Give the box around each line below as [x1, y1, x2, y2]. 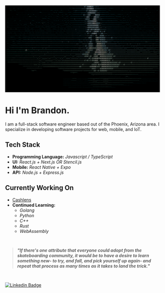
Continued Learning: [12, 202, 55, 208]
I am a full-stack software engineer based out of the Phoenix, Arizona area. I [5, 121, 160, 127]
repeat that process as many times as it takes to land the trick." [17, 263, 150, 269]
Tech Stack [5, 141, 40, 149]
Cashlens [12, 196, 31, 202]
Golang [19, 207, 35, 213]
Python [19, 212, 34, 218]
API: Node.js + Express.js [12, 169, 64, 175]
